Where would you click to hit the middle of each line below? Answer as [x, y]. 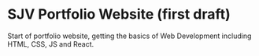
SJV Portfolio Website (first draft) [119, 14]
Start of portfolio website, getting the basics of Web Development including [129, 36]
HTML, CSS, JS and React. [51, 44]
